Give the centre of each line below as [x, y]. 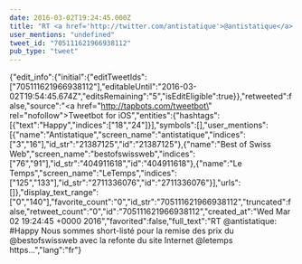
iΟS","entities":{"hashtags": [169, 116]
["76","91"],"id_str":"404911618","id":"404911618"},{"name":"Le [126, 164]
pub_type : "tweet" [44, 52]
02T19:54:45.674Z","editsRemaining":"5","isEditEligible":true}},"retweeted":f [151, 97]
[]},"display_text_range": [54, 193]
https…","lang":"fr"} [46, 250]
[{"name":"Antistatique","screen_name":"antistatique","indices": [127, 135]
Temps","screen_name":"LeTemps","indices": [94, 174]
